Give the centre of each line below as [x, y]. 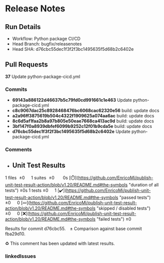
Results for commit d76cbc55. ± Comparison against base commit [74, 228]
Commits [16, 89]
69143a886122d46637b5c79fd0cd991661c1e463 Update [72, 100]
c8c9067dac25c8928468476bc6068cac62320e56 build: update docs [86, 111]
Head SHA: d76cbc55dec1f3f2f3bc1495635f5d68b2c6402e [73, 49]
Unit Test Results [39, 166]
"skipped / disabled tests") [123, 208]
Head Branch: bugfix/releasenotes [47, 44]
